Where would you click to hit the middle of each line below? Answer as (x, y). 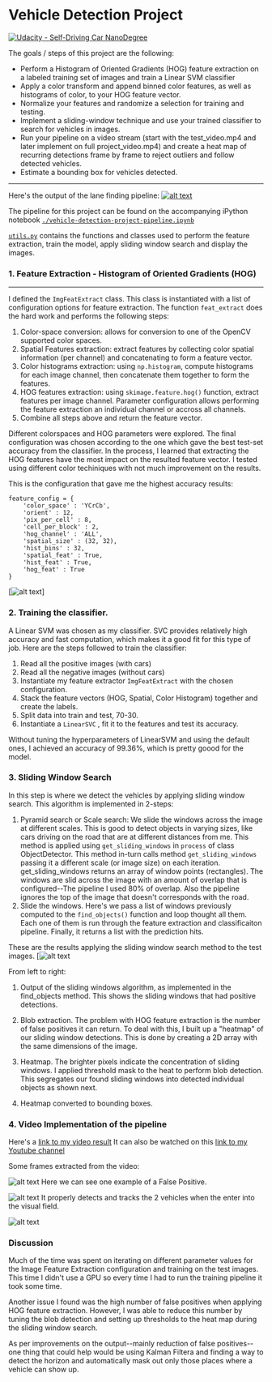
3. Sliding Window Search (60, 777)
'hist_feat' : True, (57, 563)
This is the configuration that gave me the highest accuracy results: (121, 484)
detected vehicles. (51, 163)
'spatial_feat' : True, (63, 556)
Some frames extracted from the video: (74, 1166)
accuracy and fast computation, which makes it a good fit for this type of (130, 639)
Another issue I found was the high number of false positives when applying (135, 1302)
